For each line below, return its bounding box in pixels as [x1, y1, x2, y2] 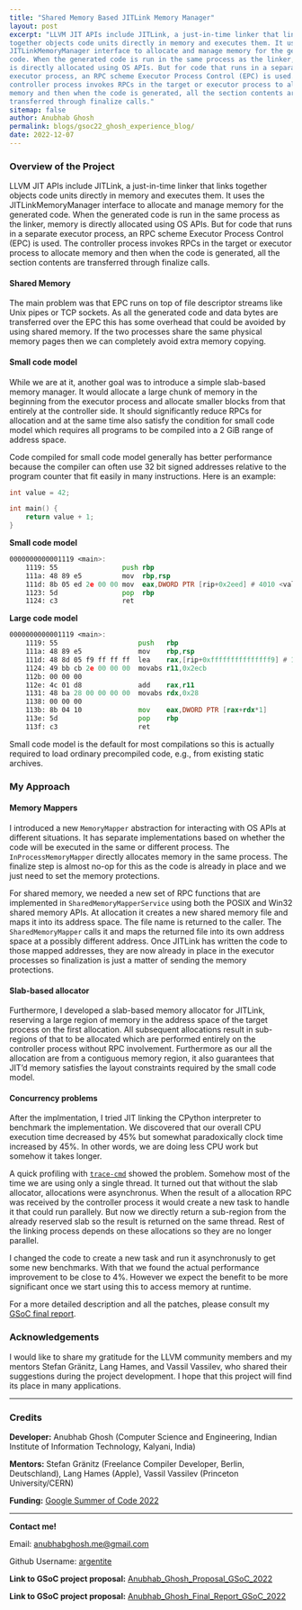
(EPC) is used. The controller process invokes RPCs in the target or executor [9, 238, 292, 249]
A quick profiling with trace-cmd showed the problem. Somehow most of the [9, 1168, 290, 1180]
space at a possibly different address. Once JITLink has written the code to [9, 936, 288, 946]
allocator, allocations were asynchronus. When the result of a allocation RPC [9, 1188, 292, 1198]
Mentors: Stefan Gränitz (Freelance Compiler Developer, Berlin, [9, 1458, 245, 1469]
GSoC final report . [9, 1308, 76, 1319]
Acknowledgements [9, 1331, 100, 1343]
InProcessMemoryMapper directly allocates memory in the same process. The [9, 851, 289, 862]
